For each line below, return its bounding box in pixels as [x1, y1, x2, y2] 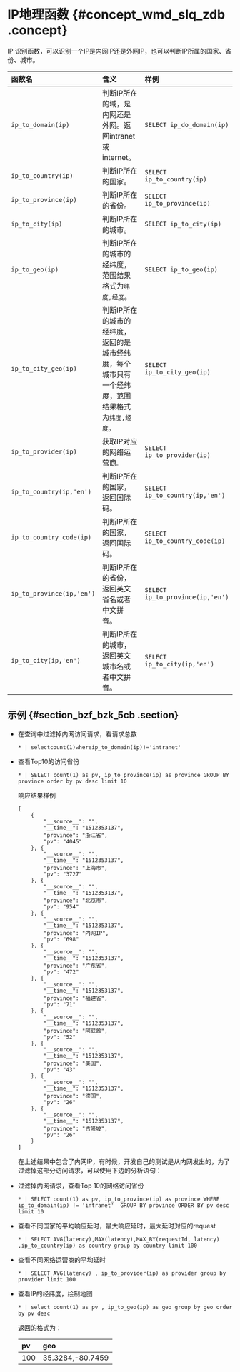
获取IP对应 [102, 436, 138, 446]
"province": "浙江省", [44, 831, 109, 839]
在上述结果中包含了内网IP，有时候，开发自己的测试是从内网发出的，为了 [17, 1157, 231, 1166]
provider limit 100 [17, 1276, 76, 1283]
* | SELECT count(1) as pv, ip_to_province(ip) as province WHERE [17, 1196, 220, 1203]
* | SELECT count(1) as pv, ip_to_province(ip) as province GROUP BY [17, 771, 230, 778]
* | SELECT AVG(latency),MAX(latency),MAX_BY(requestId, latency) [17, 1236, 220, 1243]
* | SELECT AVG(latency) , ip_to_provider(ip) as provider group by [17, 1269, 226, 1277]
